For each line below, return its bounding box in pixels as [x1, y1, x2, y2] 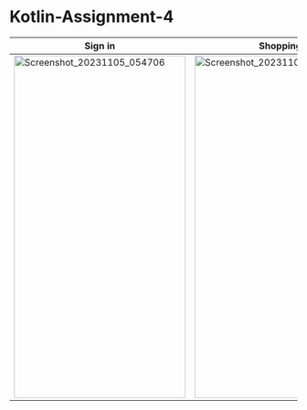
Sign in [84, 39, 116, 52]
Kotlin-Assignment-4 [9, 6, 175, 27]
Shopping [259, 39, 302, 52]
